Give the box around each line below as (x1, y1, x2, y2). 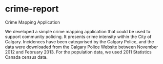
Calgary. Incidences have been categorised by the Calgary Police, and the (5, 38, 154, 44)
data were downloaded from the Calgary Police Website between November (5, 44, 159, 50)
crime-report (5, 3, 59, 14)
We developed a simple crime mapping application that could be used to (5, 28, 150, 34)
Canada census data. (5, 54, 48, 60)
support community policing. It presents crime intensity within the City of (5, 34, 152, 39)
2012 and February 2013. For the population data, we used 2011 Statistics (5, 49, 152, 55)
